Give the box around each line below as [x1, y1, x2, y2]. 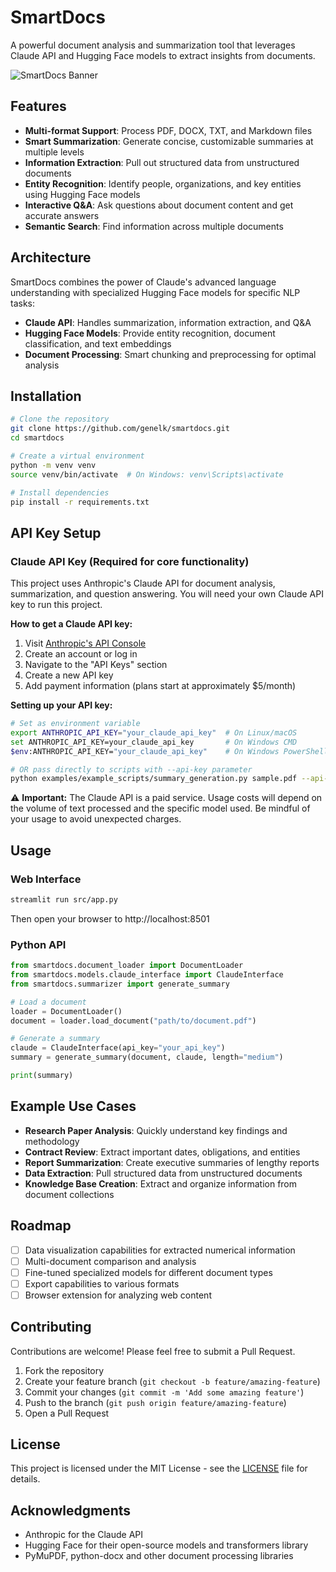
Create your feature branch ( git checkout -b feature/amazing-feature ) [24, 1375, 321, 1387]
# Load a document [10, 997, 87, 1007]
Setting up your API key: [10, 699, 113, 711]
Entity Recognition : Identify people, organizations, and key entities [24, 177, 302, 190]
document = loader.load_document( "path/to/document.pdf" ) [10, 1016, 257, 1026]
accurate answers [24, 209, 100, 221]
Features [10, 98, 67, 115]
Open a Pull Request [24, 1407, 110, 1419]
